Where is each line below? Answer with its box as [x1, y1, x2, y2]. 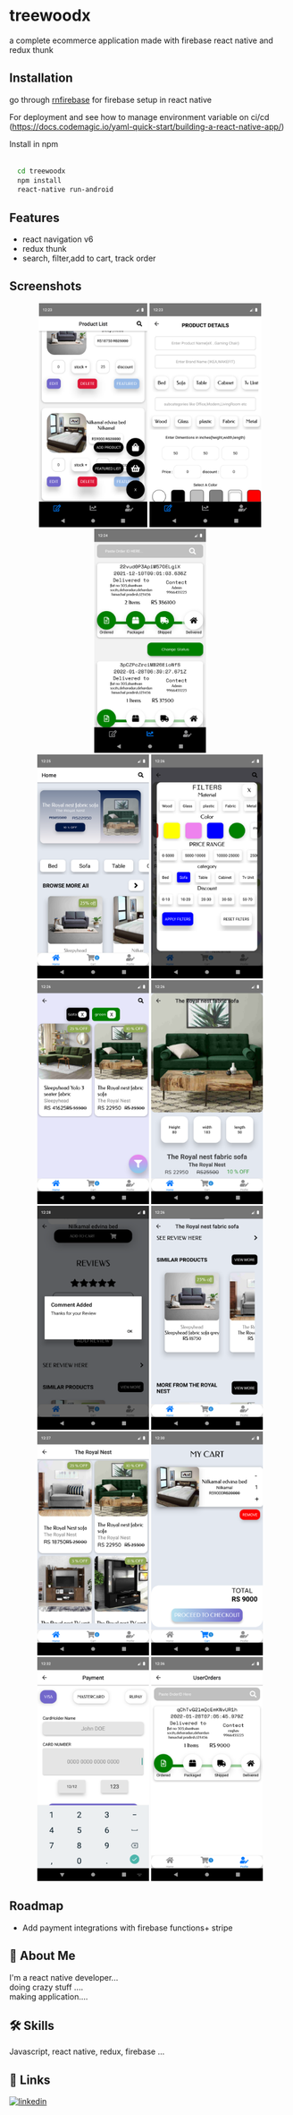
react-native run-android [17, 185, 114, 194]
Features [9, 210, 60, 225]
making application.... [9, 1990, 88, 2002]
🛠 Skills [9, 2017, 55, 2033]
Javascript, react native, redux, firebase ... [9, 2046, 165, 2057]
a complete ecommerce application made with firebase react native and [9, 35, 274, 46]
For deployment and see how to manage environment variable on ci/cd [9, 111, 270, 122]
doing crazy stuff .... [9, 1982, 83, 1992]
